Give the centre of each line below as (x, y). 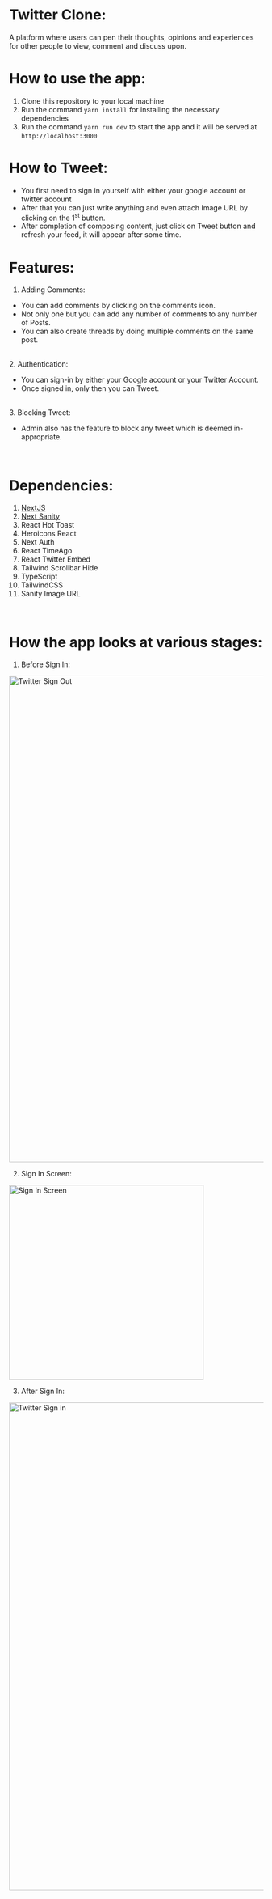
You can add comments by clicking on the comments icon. (118, 306)
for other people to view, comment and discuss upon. (98, 45)
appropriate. (42, 437)
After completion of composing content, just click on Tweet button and (138, 226)
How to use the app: (77, 79)
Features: (42, 267)
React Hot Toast (48, 525)
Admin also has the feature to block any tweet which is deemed (126, 428)
